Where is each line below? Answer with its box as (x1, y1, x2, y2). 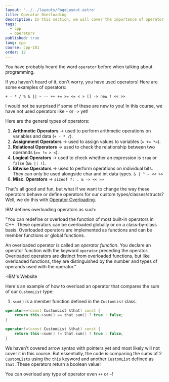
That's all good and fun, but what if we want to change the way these (5, 185, 150, 192)
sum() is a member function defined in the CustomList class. (12, 298, 137, 304)
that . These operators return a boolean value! (5, 361, 101, 367)
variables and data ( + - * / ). (12, 133, 73, 139)
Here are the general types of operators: (5, 118, 90, 124)
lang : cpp (5, 40, 26, 45)
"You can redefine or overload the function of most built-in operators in (5, 216, 154, 222)
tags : (5, 21, 17, 27)
